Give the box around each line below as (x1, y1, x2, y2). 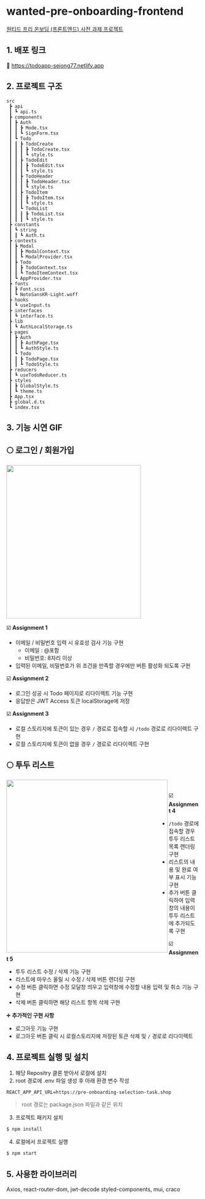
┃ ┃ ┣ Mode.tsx (9, 125, 48, 131)
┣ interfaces (9, 307, 43, 314)
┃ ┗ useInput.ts (9, 302, 51, 308)
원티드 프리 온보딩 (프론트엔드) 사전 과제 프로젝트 (6, 25, 124, 33)
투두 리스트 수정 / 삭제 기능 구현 (15, 967, 91, 975)
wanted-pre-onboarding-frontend (6, 4, 184, 18)
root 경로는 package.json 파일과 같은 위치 (21, 1101, 123, 1108)
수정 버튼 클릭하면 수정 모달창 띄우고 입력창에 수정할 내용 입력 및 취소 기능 (15, 983, 192, 990)
